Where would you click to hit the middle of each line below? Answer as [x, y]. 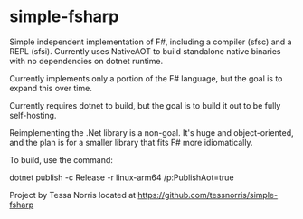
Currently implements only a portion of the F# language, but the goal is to [146, 78]
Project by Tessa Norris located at [73, 195]
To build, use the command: [61, 159]
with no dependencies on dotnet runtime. [86, 61]
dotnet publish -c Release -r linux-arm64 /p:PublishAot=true [122, 177]
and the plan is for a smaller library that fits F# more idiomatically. [131, 142]
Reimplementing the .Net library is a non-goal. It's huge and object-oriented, [151, 132]
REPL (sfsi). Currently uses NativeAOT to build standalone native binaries [145, 51]
